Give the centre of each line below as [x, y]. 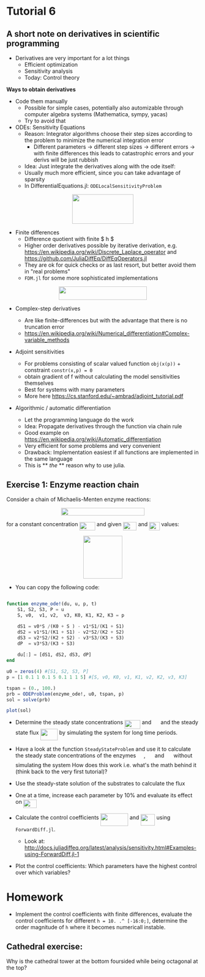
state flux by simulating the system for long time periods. [96, 732]
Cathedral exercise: [45, 946]
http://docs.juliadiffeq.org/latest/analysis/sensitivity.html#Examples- [110, 848]
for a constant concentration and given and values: [93, 524]
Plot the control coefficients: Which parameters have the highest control [106, 866]
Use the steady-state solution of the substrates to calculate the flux [100, 783]
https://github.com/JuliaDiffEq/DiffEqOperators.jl [86, 259]
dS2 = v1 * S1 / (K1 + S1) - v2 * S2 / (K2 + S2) [71, 632]
